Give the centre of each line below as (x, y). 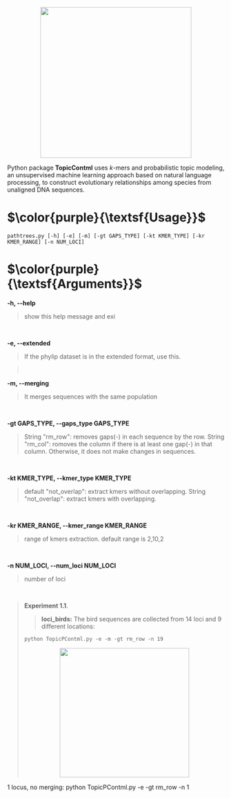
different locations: (68, 626)
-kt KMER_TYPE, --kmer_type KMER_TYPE (69, 478)
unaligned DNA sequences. (46, 190)
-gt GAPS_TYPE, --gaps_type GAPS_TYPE (68, 423)
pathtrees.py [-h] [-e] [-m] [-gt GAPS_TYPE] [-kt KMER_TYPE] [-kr (106, 236)
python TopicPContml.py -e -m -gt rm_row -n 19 (93, 639)
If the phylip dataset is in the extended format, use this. (102, 356)
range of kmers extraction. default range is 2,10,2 (94, 539)
